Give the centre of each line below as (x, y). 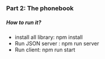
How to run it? (24, 22)
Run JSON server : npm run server (57, 43)
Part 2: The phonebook (40, 8)
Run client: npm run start (45, 50)
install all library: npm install (49, 37)
